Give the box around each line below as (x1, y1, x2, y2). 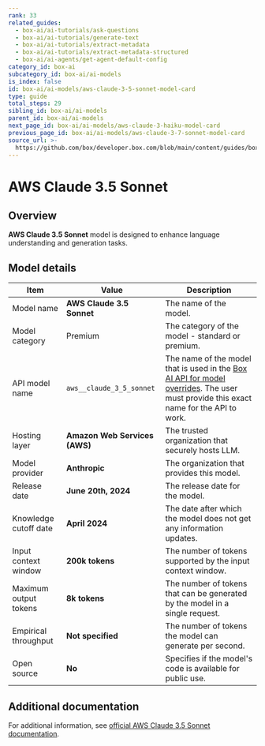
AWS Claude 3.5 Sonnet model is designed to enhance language (8, 230, 220, 239)
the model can (165, 631, 218, 642)
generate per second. (165, 640, 245, 651)
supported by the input (165, 556, 250, 567)
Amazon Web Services (65, 430, 154, 441)
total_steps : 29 (8, 99, 62, 107)
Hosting (12, 430, 42, 441)
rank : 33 (8, 11, 37, 20)
